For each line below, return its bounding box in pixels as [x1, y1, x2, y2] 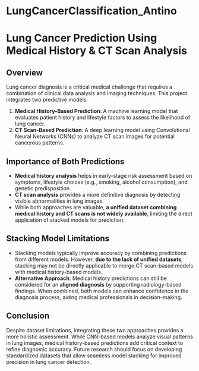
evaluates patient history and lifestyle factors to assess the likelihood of [14, 114, 191, 121]
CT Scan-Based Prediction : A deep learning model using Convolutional [14, 127, 190, 134]
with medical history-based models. [14, 268, 103, 275]
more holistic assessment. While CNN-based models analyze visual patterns [6, 333, 193, 340]
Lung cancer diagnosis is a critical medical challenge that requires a [6, 83, 173, 90]
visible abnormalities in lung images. [14, 197, 104, 205]
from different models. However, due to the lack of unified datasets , [14, 256, 183, 263]
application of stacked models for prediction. [14, 216, 125, 224]
